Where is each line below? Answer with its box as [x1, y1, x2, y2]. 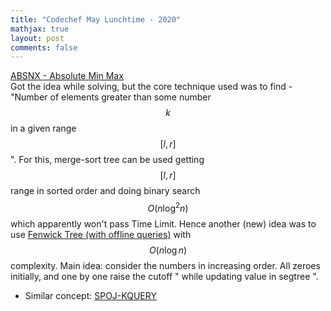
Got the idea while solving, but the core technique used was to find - [10, 81, 293, 93]
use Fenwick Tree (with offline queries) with [10, 228, 192, 240]
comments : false [10, 42, 78, 53]
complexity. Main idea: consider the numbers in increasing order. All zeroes [10, 259, 321, 271]
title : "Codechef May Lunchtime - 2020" [10, 14, 182, 25]
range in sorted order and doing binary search [10, 185, 201, 197]
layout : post [10, 33, 65, 43]
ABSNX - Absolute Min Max [10, 70, 124, 82]
